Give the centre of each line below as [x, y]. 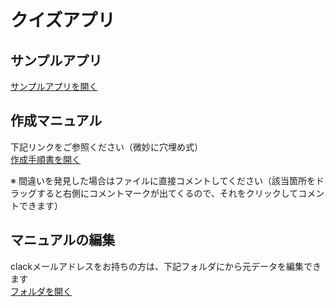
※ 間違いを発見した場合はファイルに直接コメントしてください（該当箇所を [163, 180]
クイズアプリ [63, 20]
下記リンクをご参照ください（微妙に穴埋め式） [106, 147]
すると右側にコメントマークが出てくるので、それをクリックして [167, 193]
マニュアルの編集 [63, 240]
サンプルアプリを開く [54, 86]
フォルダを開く [41, 291]
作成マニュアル [56, 121]
